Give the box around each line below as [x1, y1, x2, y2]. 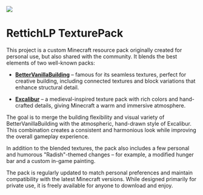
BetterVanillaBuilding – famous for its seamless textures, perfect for [15, 71, 187, 78]
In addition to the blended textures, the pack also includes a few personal [6, 144, 190, 152]
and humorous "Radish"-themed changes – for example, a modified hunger [6, 151, 194, 158]
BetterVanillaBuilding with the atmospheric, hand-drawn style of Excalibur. [6, 120, 192, 127]
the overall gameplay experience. [6, 133, 90, 140]
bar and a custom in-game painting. [6, 157, 96, 164]
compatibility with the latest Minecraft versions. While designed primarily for [6, 175, 197, 182]
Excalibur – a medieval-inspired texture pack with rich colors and [15, 95, 179, 103]
